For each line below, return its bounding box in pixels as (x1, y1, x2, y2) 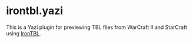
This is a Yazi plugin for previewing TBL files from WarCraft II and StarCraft (6, 24, 187, 31)
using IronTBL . (6, 29, 41, 37)
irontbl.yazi (6, 4, 64, 18)
